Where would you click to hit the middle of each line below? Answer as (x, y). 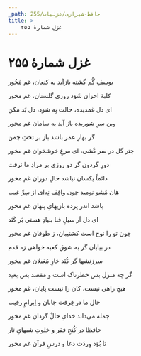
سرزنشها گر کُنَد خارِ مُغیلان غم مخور (56, 261)
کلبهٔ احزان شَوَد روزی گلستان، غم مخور (60, 96)
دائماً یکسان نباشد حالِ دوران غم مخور (58, 178)
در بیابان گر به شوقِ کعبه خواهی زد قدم (59, 247)
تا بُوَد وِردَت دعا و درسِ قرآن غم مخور (57, 344)
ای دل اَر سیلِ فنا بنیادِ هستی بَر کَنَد (53, 220)
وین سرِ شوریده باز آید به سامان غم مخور (62, 123)
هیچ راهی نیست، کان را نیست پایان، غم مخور (67, 288)
